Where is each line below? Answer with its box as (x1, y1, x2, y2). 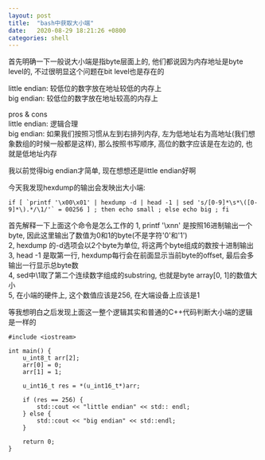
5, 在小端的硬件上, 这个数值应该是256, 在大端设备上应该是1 (8, 290, 201, 300)
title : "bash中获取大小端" (8, 19, 94, 27)
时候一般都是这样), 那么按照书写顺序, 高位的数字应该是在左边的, (35, 139, 244, 148)
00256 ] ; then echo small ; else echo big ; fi (64, 206, 229, 214)
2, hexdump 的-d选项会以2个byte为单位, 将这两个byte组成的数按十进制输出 (8, 241, 255, 250)
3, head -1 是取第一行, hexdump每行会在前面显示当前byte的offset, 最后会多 (8, 250, 255, 260)
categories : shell (8, 33, 69, 42)
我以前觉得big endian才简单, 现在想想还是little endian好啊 (8, 166, 197, 175)
